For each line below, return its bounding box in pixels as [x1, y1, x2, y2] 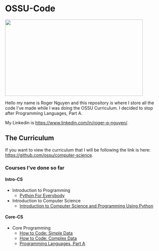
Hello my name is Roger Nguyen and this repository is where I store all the [5, 100, 155, 106]
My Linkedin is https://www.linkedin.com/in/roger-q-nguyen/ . [5, 119, 129, 125]
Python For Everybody [19, 192, 65, 198]
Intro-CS [5, 177, 23, 183]
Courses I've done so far [5, 164, 65, 171]
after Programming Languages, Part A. [5, 110, 83, 116]
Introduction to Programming [12, 187, 70, 193]
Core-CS [5, 214, 23, 220]
